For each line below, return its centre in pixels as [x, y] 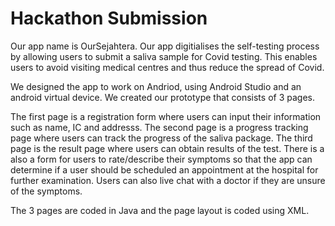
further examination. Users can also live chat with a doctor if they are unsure [168, 180]
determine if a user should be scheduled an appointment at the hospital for [164, 169]
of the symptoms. [46, 191]
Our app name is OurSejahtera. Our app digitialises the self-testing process [165, 46]
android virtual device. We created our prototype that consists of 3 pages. [162, 97]
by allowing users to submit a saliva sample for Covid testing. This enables [164, 56]
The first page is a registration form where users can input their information [166, 116]
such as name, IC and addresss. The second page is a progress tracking [159, 127]
